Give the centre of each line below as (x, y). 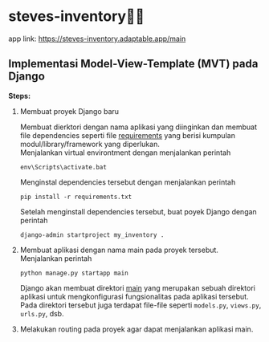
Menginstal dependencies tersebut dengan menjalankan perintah (128, 182)
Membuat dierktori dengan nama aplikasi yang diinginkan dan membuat (139, 127)
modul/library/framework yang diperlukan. (90, 144)
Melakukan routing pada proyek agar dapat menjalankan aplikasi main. (137, 329)
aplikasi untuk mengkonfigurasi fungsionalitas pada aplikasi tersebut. (134, 296)
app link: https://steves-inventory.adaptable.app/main (97, 39)
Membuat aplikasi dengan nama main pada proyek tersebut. (119, 250)
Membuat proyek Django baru (69, 111)
